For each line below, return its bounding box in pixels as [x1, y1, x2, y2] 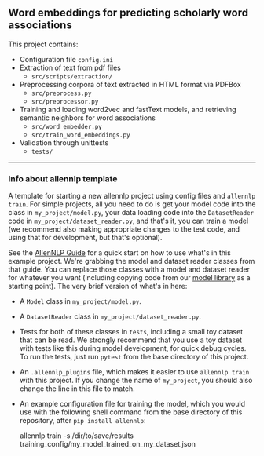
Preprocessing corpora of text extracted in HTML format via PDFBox [19, 79, 241, 89]
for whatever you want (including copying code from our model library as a [8, 273, 251, 283]
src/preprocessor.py [31, 97, 99, 105]
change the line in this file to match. [19, 384, 135, 393]
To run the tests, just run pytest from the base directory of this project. [19, 352, 249, 362]
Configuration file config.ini [19, 54, 114, 64]
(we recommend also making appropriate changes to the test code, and [8, 224, 240, 234]
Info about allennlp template [8, 173, 118, 184]
